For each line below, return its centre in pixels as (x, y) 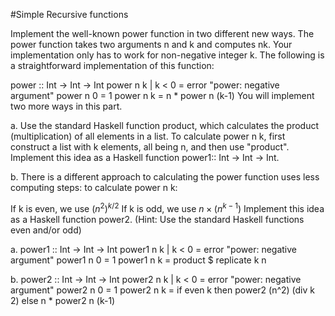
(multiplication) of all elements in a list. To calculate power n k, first (148, 136)
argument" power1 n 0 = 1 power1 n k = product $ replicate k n (138, 260)
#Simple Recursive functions (69, 14)
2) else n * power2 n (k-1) (63, 300)
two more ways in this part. (66, 106)
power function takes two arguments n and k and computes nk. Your (151, 44)
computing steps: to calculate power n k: (94, 187)
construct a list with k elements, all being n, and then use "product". (150, 147)
